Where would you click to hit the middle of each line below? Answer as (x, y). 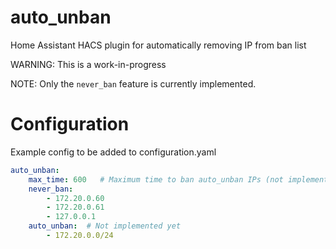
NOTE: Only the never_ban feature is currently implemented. (133, 83)
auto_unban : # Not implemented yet (105, 226)
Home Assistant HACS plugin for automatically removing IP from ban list (158, 45)
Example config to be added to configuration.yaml (113, 152)
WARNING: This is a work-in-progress (88, 64)
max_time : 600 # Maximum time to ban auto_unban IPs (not (156, 179)
